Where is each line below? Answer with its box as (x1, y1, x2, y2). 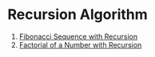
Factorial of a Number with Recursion (18, 40, 142, 49)
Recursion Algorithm (7, 6, 149, 24)
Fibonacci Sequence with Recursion (18, 32, 138, 41)
